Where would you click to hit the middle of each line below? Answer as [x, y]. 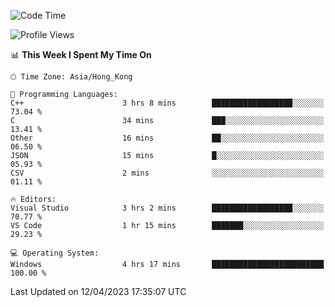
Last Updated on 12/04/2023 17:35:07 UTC [98, 291]
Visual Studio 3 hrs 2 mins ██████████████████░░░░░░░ [167, 208]
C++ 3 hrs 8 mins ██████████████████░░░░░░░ [167, 103]
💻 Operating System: [55, 253]
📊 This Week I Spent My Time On [81, 54]
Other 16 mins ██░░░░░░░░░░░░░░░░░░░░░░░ [167, 138]
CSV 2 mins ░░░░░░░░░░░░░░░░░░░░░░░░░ [167, 173]
